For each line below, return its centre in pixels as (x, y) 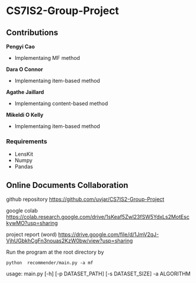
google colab (22, 211)
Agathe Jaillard (25, 92)
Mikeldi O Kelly (25, 115)
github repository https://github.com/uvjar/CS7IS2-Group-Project (85, 199)
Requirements (27, 141)
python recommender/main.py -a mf (50, 263)
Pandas (24, 167)
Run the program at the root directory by (55, 252)
